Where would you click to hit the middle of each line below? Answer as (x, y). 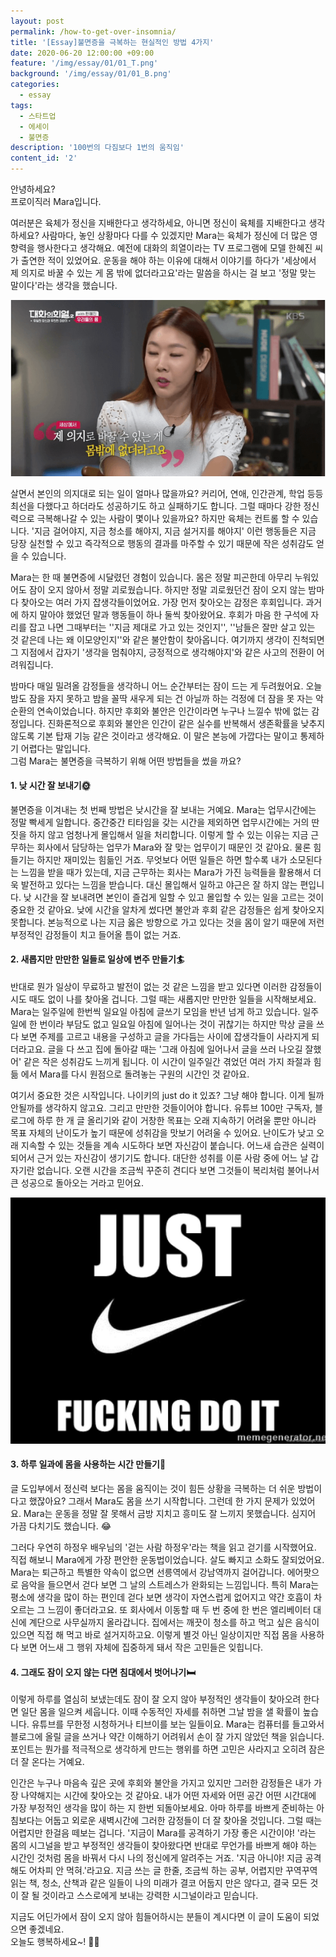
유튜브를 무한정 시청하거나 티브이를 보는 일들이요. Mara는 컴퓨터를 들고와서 (178, 1724)
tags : (21, 105)
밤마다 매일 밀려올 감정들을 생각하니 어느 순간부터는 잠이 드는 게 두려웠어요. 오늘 (166, 686)
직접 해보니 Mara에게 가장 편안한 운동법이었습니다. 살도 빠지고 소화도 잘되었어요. (167, 1559)
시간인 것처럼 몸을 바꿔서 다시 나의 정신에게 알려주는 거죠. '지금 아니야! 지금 (156, 1858)
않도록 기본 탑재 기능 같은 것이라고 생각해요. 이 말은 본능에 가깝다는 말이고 (154, 736)
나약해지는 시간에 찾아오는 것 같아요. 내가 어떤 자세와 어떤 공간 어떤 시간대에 (168, 1796)
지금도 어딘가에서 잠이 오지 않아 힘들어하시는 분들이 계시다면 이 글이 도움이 (156, 1917)
